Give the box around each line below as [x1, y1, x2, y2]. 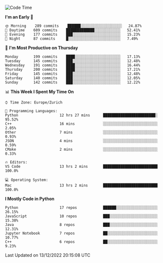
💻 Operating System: [5, 178, 49, 182]
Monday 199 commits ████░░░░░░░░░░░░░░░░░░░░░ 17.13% [5, 54, 140, 59]
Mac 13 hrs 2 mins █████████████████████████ [5, 183, 158, 188]
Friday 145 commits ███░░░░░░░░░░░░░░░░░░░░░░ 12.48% [5, 71, 140, 76]
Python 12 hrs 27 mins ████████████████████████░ [5, 113, 158, 118]
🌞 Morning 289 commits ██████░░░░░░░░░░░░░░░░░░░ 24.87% [5, 23, 142, 28]
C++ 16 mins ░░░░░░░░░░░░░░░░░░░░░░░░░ [5, 121, 158, 126]
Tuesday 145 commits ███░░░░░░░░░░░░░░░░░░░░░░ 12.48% [5, 59, 140, 63]
